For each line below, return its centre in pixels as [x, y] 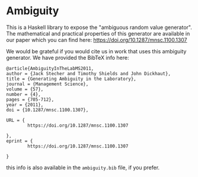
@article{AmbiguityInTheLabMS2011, [50, 68]
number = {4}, [24, 94]
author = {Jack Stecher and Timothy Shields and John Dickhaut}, [88, 73]
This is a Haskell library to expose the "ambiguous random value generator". [99, 27]
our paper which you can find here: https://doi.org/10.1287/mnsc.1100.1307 [97, 40]
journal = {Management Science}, [47, 84]
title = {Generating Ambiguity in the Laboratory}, [71, 79]
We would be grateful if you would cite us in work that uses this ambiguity [96, 51]
